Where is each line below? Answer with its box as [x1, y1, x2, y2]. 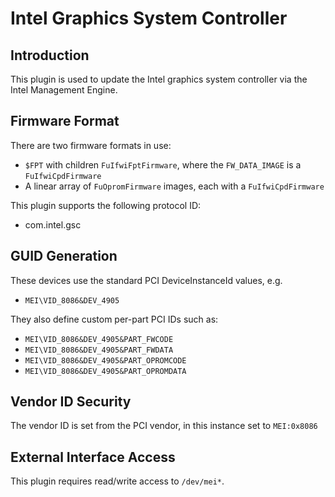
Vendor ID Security [10, 393, 132, 411]
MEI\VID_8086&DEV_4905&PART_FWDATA [24, 345, 174, 355]
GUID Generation [10, 248, 118, 265]
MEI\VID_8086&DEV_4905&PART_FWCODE [24, 334, 174, 344]
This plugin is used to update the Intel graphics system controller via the [10, 73, 308, 85]
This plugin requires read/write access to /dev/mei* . [10, 475, 225, 487]
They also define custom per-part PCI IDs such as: [10, 313, 219, 325]
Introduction [10, 47, 90, 64]
